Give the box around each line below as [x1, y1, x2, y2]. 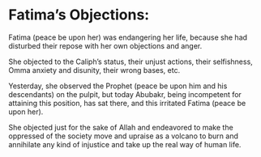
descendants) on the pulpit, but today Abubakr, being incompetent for [8, 89, 242, 99]
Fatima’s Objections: [8, 6, 150, 24]
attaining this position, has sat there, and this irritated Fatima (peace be [8, 98, 246, 108]
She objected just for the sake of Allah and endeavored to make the [8, 122, 233, 132]
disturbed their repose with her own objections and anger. [8, 40, 203, 50]
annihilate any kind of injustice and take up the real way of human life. [8, 139, 242, 149]
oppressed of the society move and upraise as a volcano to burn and [8, 131, 239, 141]
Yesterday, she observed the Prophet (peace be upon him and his [8, 81, 228, 91]
